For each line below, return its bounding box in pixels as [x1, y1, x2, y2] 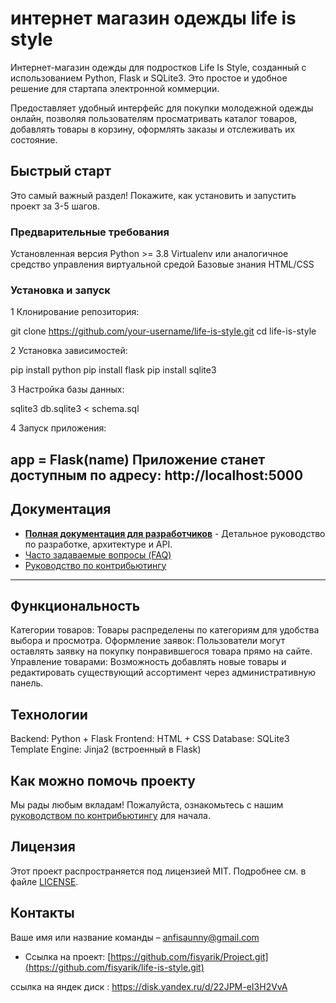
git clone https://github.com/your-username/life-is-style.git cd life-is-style [10, 325, 317, 337]
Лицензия [10, 838, 76, 856]
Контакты [10, 905, 75, 922]
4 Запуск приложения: [10, 422, 107, 434]
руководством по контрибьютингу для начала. [10, 809, 211, 821]
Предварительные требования [10, 225, 170, 239]
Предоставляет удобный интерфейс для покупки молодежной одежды [10, 102, 314, 114]
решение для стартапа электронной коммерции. [10, 82, 220, 94]
